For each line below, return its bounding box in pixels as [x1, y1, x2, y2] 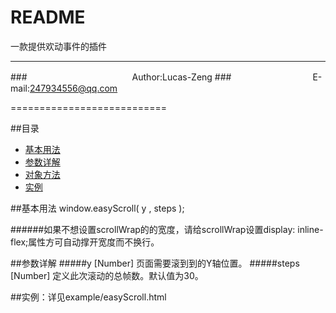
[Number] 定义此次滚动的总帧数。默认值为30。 [10, 269, 204, 281]
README [10, 6, 86, 29]
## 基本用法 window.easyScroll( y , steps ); [10, 202, 185, 214]
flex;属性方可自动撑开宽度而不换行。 [10, 236, 160, 248]
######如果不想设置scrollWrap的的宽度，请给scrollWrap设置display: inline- [10, 223, 324, 235]
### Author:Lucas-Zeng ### [10, 71, 232, 83]
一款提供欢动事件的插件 [10, 40, 107, 52]
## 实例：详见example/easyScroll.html [10, 291, 167, 303]
